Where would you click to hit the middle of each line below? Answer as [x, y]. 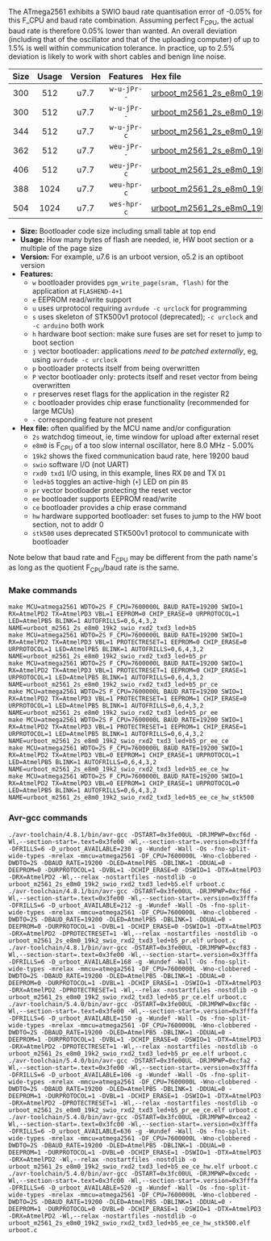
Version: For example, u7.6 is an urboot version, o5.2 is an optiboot [132, 257]
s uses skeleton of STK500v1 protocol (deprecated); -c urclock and [145, 316]
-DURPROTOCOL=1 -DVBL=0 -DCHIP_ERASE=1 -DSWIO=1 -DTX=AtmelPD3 [153, 1152]
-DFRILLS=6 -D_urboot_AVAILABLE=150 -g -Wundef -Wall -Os [108, 1018]
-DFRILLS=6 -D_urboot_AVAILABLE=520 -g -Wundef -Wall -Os [108, 1188]
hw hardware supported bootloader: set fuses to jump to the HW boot [147, 516]
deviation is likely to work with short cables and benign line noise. [117, 56]
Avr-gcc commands [48, 818]
